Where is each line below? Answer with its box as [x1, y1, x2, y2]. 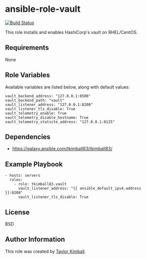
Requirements [5, 43, 49, 52]
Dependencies [5, 132, 50, 141]
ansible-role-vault [5, 3, 81, 15]
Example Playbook [5, 160, 63, 168]
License [5, 208, 30, 216]
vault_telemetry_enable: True [5, 111, 67, 116]
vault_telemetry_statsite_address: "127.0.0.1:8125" [5, 119, 115, 124]
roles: [9, 177, 23, 183]
